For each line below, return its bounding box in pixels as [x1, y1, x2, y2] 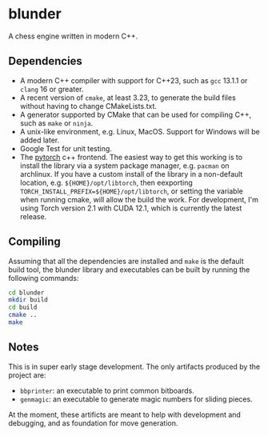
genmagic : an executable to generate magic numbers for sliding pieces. [19, 394, 254, 404]
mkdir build [8, 296, 48, 304]
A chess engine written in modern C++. [8, 31, 138, 41]
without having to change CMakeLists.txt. [19, 101, 158, 110]
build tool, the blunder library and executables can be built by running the [8, 265, 250, 274]
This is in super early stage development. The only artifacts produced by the [8, 362, 261, 371]
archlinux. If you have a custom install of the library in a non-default [19, 169, 243, 178]
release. [19, 211, 47, 221]
